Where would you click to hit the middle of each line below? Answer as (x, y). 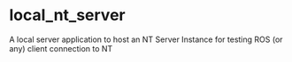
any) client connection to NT (61, 48)
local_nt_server (67, 15)
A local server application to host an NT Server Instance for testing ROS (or (146, 39)
